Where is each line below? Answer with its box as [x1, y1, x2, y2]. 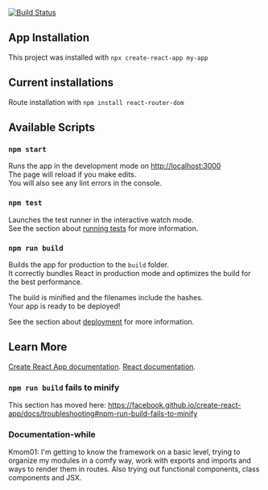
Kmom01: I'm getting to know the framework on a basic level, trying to [8, 447, 241, 457]
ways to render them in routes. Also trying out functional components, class [8, 464, 260, 474]
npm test [8, 199, 43, 207]
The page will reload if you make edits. [8, 170, 137, 179]
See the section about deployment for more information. [8, 316, 195, 326]
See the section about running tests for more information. [8, 223, 199, 233]
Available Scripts [8, 121, 95, 135]
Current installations [8, 76, 114, 90]
